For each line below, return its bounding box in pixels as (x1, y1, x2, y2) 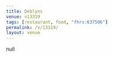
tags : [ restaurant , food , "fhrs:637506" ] (6, 19, 108, 25)
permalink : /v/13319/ (6, 24, 59, 31)
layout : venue (6, 30, 41, 36)
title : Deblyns (6, 8, 43, 14)
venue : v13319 (6, 14, 41, 20)
